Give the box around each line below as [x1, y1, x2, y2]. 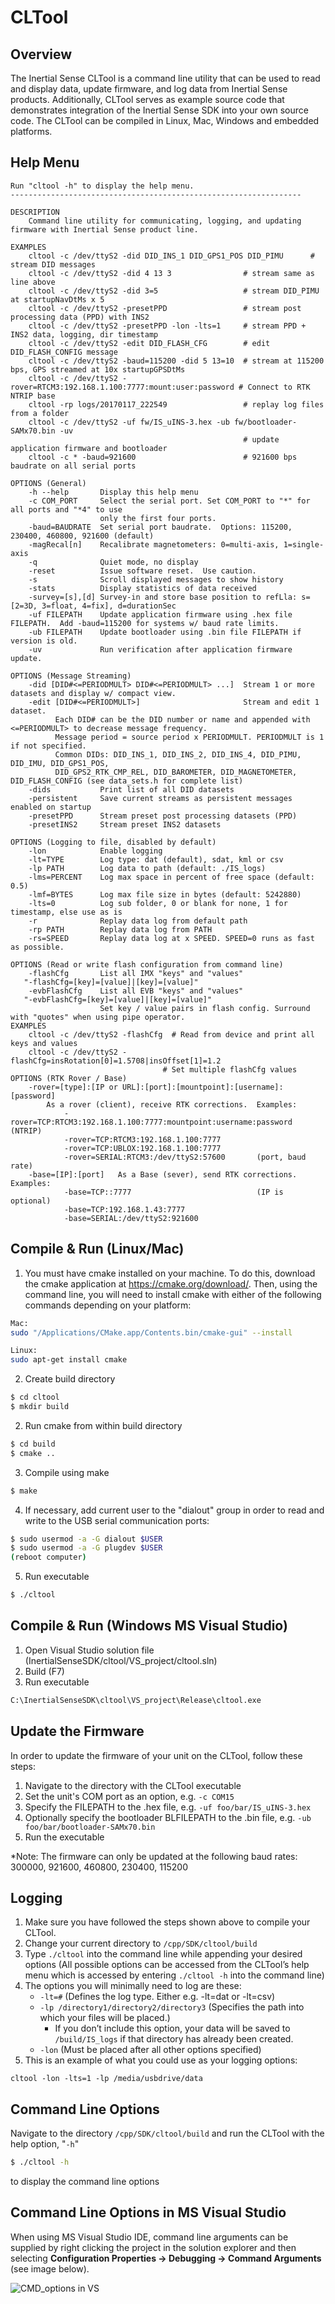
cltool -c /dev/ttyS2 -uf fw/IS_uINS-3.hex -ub [28, 417, 230, 427]
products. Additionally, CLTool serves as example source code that [10, 94, 285, 105]
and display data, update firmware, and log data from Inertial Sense [10, 83, 288, 95]
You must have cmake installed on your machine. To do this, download [24, 1267, 316, 1279]
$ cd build [10, 1439, 56, 1449]
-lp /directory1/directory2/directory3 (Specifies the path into [39, 2001, 305, 2013]
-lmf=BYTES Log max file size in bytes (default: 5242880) [28, 889, 302, 900]
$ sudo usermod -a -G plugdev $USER [10, 1543, 163, 1553]
